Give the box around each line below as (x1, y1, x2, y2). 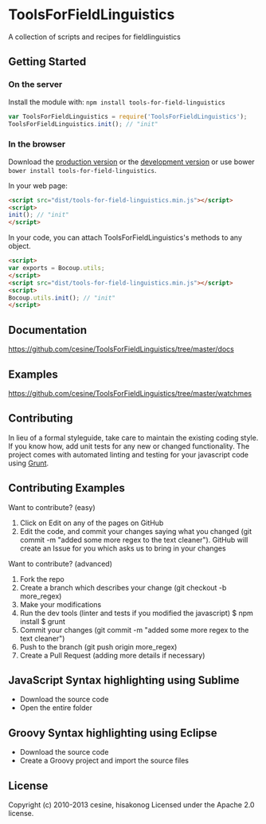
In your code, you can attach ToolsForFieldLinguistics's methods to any (8, 233, 243, 242)
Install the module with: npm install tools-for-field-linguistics (8, 97, 225, 107)
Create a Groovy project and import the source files (19, 755, 190, 766)
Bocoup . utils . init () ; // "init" (8, 293, 115, 302)
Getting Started (8, 55, 87, 69)
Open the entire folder (19, 703, 93, 712)
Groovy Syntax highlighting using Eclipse (8, 726, 217, 740)
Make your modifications (19, 599, 102, 609)
